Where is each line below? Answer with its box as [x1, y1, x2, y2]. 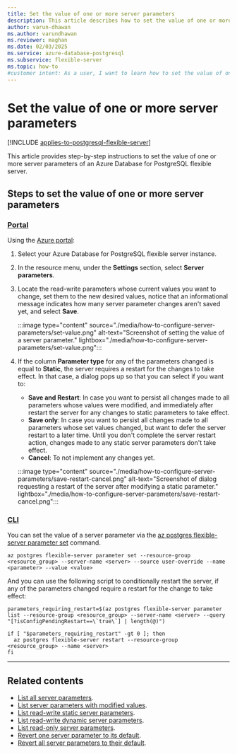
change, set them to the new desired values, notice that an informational [17, 292, 228, 301]
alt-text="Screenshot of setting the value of [97, 328, 225, 337]
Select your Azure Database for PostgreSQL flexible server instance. [17, 250, 217, 258]
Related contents [7, 675, 84, 687]
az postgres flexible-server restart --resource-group [13, 637, 178, 644]
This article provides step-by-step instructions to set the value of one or [7, 152, 217, 161]
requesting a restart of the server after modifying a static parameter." [17, 482, 219, 491]
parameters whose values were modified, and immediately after [28, 401, 214, 410]
